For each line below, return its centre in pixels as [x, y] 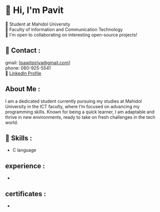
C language [24, 150]
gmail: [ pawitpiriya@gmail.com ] [38, 63]
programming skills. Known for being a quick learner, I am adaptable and [80, 112]
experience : [25, 166]
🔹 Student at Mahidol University [38, 24]
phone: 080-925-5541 [28, 68]
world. [12, 122]
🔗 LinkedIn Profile [23, 73]
